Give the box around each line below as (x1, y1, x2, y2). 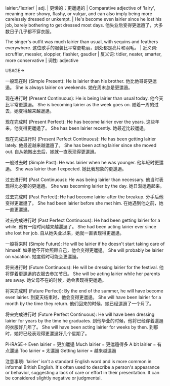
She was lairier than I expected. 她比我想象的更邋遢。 (15, 166, 126, 172)
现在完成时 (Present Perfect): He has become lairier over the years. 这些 (5, 119, 155, 125)
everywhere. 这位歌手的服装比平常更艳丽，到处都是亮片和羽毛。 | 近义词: (5, 45, 158, 50)
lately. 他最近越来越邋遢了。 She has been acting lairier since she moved (5, 142, 157, 148)
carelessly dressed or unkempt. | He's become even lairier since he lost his (5, 16, 162, 22)
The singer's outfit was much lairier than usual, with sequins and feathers (5, 39, 158, 45)
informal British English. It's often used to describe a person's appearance (5, 364, 160, 370)
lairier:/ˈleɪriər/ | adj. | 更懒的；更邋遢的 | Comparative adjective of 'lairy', (5, 5, 155, 11)
